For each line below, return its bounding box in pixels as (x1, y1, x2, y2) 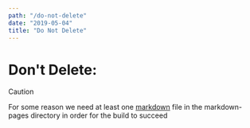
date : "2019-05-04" (8, 19, 73, 27)
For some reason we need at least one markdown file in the (8, 103, 203, 112)
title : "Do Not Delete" (8, 26, 88, 34)
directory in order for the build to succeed (30, 111, 168, 120)
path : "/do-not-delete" (8, 11, 88, 20)
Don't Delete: (8, 60, 97, 79)
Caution (8, 87, 34, 96)
